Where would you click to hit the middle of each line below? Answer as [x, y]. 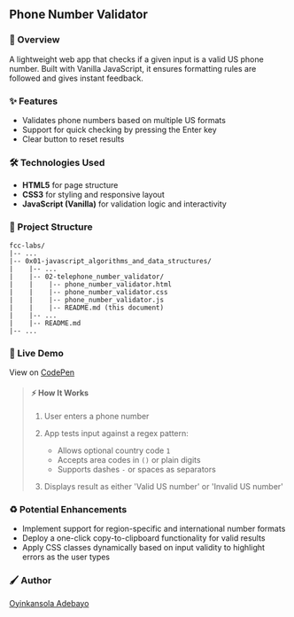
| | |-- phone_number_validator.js [87, 300]
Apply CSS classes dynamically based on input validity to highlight [143, 548]
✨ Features [34, 101]
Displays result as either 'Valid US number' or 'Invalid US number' [163, 487]
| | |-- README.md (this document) [87, 308]
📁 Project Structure [51, 227]
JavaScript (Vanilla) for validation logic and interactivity [124, 204]
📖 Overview [35, 40]
